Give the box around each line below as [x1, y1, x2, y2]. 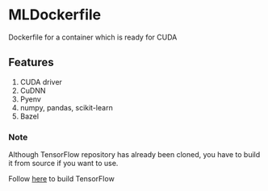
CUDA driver [19, 77, 63, 86]
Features [8, 56, 54, 69]
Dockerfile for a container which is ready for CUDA [8, 32, 178, 42]
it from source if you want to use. [8, 159, 119, 168]
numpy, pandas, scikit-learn [19, 102, 113, 112]
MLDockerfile [8, 6, 102, 24]
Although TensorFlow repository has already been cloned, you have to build [8, 150, 261, 160]
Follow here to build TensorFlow [8, 174, 115, 184]
